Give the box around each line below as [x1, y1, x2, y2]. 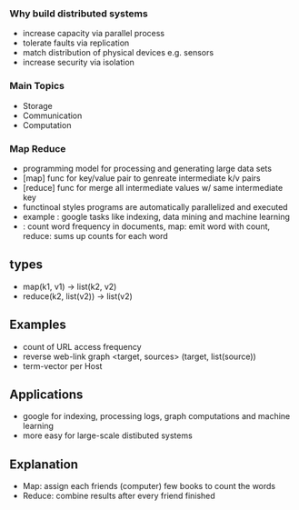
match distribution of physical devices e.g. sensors [22, 47, 214, 58]
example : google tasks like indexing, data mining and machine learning [22, 211, 291, 222]
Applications [9, 386, 84, 402]
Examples [9, 317, 66, 333]
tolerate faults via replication [22, 37, 130, 48]
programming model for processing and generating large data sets [22, 163, 273, 174]
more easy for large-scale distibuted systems [22, 430, 193, 441]
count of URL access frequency [22, 341, 143, 352]
